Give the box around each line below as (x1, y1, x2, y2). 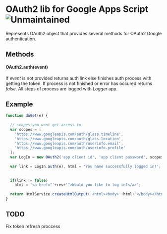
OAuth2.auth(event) (5, 64, 49, 70)
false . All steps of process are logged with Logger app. (5, 85, 118, 91)
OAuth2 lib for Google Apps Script (5, 3, 149, 15)
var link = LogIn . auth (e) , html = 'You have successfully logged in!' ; (10, 164, 162, 169)
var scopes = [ (10, 127, 42, 132)
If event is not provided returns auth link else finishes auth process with (5, 75, 152, 81)
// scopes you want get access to (10, 123, 81, 128)
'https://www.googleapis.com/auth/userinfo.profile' (14, 146, 126, 151)
